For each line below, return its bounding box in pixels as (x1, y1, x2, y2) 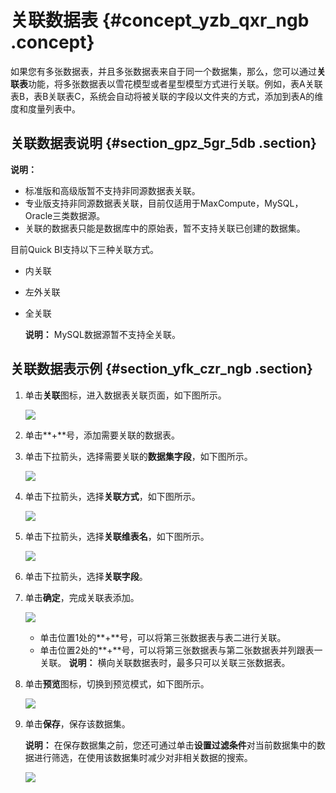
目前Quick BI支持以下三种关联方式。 (10, 243, 159, 255)
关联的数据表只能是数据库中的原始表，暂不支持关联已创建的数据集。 (24, 222, 306, 234)
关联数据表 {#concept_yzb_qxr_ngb (10, 9, 310, 32)
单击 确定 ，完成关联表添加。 (24, 591, 140, 603)
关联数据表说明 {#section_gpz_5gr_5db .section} (10, 135, 317, 152)
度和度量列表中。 (10, 102, 81, 115)
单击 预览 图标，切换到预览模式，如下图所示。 (24, 677, 210, 690)
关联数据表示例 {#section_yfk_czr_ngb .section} (10, 361, 313, 378)
